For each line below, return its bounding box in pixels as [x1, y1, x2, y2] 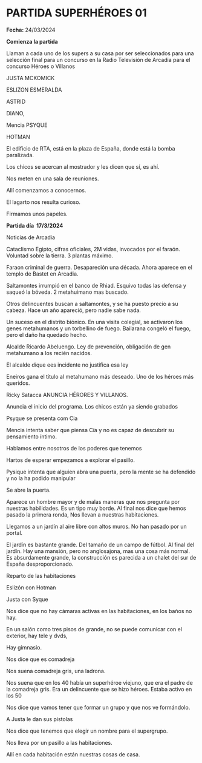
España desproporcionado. [6, 560, 74, 568]
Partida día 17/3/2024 [6, 222, 64, 229]
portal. [6, 529, 23, 537]
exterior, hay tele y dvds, [6, 632, 68, 639]
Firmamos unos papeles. [6, 210, 68, 217]
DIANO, [6, 109, 25, 117]
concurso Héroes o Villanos [6, 63, 76, 70]
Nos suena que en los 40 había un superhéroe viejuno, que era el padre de [6, 679, 194, 686]
